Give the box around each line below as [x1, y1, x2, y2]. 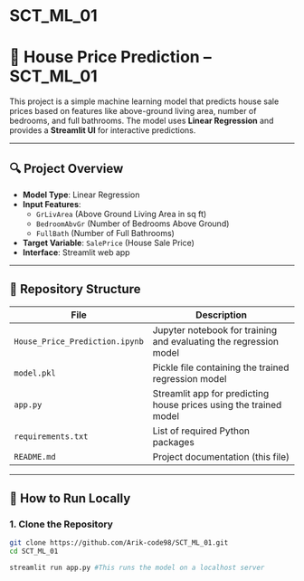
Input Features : [22, 198, 81, 209]
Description [195, 309, 247, 321]
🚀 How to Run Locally [9, 491, 131, 507]
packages [152, 435, 195, 448]
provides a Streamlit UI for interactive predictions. [9, 125, 196, 136]
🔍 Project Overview [9, 160, 124, 176]
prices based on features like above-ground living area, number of [9, 106, 257, 117]
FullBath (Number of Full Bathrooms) [35, 227, 175, 238]
